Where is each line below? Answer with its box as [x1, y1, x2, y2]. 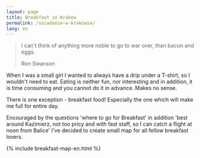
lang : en [6, 25, 28, 32]
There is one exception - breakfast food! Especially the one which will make [6, 96, 193, 103]
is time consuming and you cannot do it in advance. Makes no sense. [6, 85, 177, 92]
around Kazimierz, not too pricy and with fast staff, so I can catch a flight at [6, 121, 192, 128]
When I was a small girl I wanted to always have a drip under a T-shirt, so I [6, 71, 190, 79]
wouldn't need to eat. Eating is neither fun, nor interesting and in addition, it [6, 78, 193, 85]
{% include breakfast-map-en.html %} [6, 145, 101, 152]
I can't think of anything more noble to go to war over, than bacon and [20, 42, 194, 49]
